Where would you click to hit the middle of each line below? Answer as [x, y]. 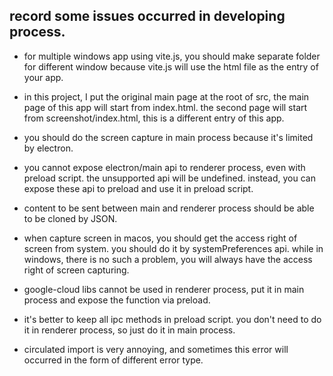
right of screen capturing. [76, 270]
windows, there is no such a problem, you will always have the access [168, 259]
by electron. [48, 148]
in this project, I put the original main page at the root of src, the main [166, 96]
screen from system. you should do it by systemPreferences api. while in [173, 248]
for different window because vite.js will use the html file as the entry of [171, 66]
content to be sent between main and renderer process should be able [169, 208]
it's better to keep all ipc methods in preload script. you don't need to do [172, 319]
